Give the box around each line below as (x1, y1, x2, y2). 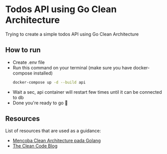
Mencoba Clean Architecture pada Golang (12, 138, 101, 144)
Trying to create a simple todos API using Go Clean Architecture (5, 31, 139, 37)
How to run (5, 46, 41, 54)
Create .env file (12, 59, 45, 65)
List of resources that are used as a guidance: (5, 128, 102, 134)
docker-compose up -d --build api (12, 80, 86, 85)
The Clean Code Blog (12, 143, 58, 149)
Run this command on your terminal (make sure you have (12, 64, 132, 70)
